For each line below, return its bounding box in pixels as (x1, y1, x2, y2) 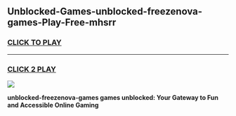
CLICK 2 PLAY (7, 64, 56, 74)
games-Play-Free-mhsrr (7, 17, 117, 29)
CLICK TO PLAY (7, 38, 62, 48)
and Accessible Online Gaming (7, 101, 99, 109)
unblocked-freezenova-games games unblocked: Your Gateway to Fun (7, 93, 219, 101)
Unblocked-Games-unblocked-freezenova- (7, 6, 202, 18)
